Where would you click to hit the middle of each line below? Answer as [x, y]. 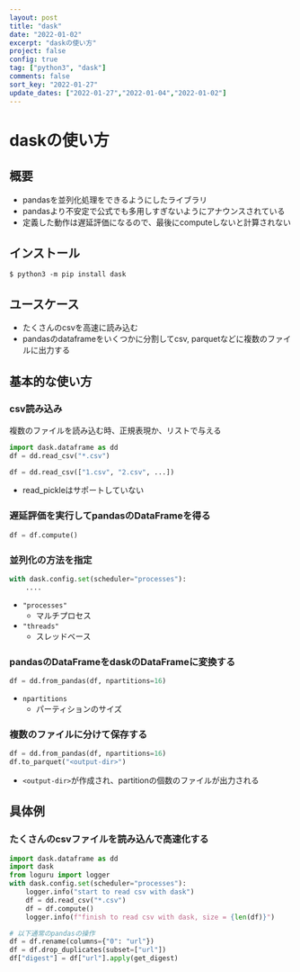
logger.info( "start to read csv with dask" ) [110, 892]
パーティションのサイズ [79, 708]
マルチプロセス [63, 615]
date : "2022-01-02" [46, 34]
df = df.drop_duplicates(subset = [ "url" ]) [88, 950]
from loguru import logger [60, 875]
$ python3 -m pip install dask [68, 274]
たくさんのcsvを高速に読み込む [80, 328]
